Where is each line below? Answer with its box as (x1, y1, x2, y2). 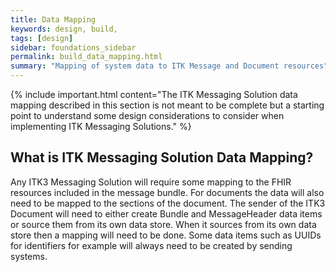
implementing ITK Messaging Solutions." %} (10, 121, 192, 132)
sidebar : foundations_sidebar (10, 42, 137, 53)
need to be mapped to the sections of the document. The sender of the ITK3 (10, 197, 326, 209)
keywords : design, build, (10, 24, 118, 34)
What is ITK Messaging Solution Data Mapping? (10, 149, 314, 166)
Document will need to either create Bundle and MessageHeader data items (10, 207, 323, 220)
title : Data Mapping (10, 14, 97, 25)
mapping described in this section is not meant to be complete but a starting (10, 99, 325, 111)
